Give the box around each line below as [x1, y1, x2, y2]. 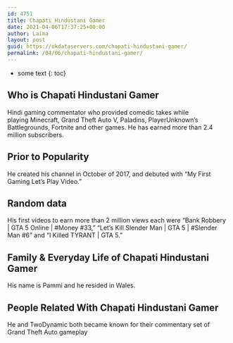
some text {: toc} [17, 68, 67, 77]
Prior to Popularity [7, 151, 89, 163]
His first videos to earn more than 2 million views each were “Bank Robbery [7, 216, 227, 225]
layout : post [7, 37, 46, 44]
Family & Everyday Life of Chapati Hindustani [7, 251, 210, 263]
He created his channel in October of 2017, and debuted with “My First [7, 170, 211, 178]
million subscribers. [7, 130, 65, 139]
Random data [7, 197, 67, 209]
